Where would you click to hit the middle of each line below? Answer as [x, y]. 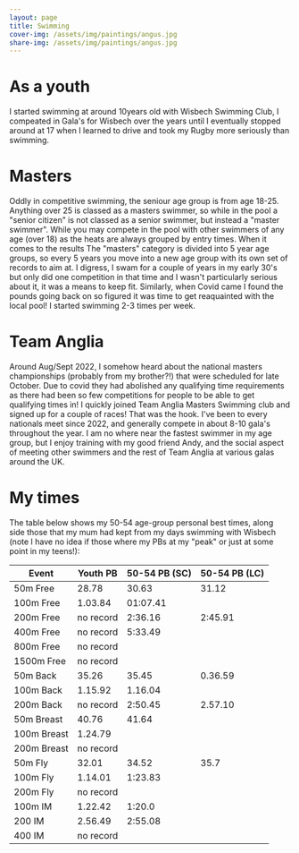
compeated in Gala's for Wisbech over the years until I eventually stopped [145, 121]
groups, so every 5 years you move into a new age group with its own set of [149, 258]
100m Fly [34, 777]
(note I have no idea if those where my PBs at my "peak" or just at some [141, 542]
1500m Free [40, 661]
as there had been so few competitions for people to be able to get [132, 396]
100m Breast [41, 734]
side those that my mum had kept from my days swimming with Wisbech [143, 532]
